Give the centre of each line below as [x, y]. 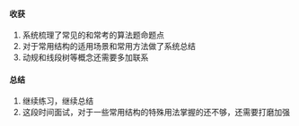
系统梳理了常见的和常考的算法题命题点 [93, 35]
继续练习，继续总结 [58, 101]
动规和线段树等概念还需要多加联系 [85, 57]
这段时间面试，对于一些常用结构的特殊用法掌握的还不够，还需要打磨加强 [156, 113]
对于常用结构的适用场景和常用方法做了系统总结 [109, 46]
